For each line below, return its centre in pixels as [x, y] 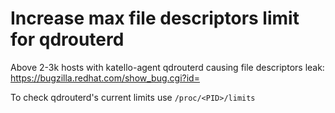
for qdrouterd [67, 39]
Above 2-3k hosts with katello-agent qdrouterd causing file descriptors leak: [167, 67]
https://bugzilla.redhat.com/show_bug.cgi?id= [105, 78]
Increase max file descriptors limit [155, 18]
